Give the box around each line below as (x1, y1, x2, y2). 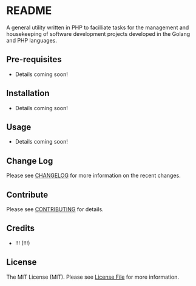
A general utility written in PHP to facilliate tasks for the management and (6, 24, 189, 31)
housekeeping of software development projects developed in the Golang (6, 30, 191, 37)
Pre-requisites (6, 54, 62, 65)
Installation (6, 88, 50, 99)
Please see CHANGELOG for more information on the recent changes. (6, 172, 181, 180)
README (6, 4, 52, 18)
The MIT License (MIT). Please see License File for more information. (6, 273, 179, 281)
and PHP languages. (6, 37, 58, 44)
